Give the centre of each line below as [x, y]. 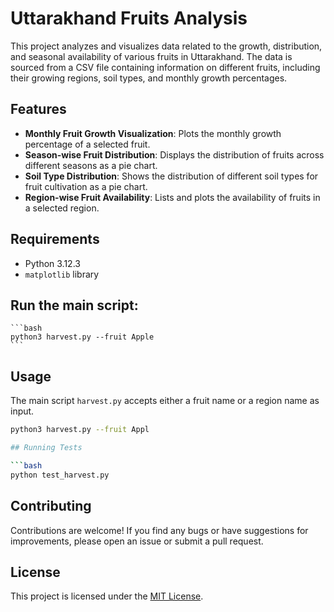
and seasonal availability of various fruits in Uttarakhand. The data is [151, 56]
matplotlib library [62, 274]
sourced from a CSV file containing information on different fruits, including [165, 67]
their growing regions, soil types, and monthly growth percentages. [149, 78]
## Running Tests [46, 448]
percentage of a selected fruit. [87, 144]
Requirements [55, 239]
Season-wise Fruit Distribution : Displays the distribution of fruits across [174, 154]
